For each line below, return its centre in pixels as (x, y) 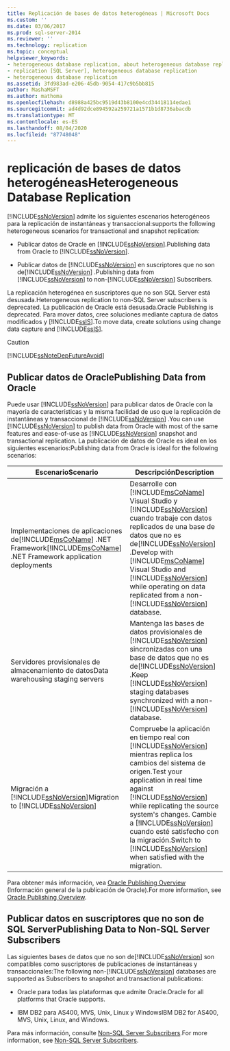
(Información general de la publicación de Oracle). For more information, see (114, 890)
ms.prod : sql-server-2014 (44, 33)
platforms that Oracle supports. (61, 999)
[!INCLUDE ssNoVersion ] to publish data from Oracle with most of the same (113, 426)
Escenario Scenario (67, 472)
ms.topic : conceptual (38, 52)
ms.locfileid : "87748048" (44, 134)
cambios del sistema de (168, 763)
